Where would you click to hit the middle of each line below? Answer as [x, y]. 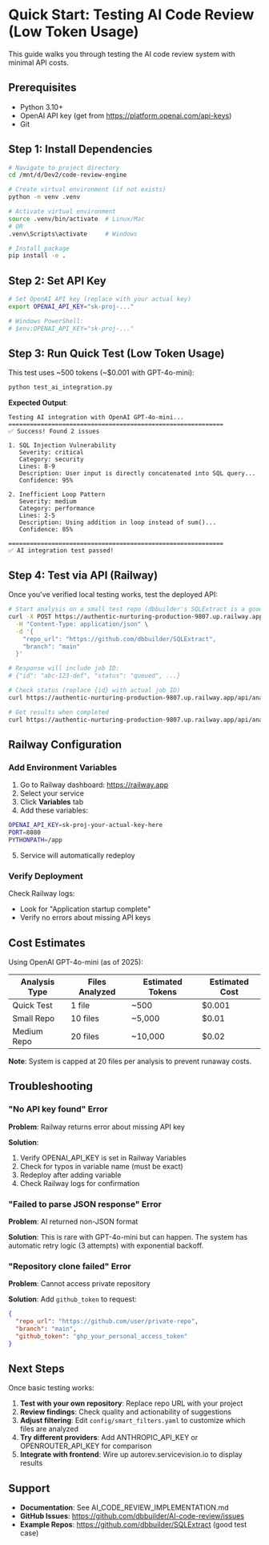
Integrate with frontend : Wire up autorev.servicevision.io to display [131, 1454]
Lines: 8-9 [37, 466]
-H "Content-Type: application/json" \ [82, 624]
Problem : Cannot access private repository [79, 1284]
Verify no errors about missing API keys [85, 918]
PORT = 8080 [25, 833]
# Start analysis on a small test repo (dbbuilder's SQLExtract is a [127, 609]
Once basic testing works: [51, 1388]
